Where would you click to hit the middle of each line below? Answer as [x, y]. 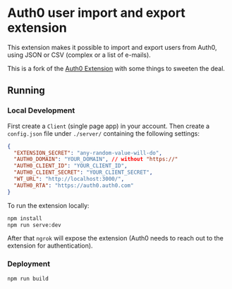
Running [26, 90]
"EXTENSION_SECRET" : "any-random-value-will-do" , [88, 153]
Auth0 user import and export [96, 13]
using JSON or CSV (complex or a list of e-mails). [79, 55]
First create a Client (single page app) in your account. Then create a [109, 126]
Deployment [29, 264]
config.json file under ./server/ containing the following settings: [103, 133]
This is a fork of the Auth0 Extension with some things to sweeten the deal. [116, 68]
